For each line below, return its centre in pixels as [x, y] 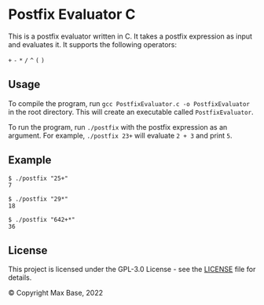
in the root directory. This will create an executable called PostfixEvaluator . [131, 112]
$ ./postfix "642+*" [42, 219]
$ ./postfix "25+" [38, 178]
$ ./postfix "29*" [38, 199]
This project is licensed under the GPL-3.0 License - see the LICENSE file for [132, 270]
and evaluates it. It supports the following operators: [93, 44]
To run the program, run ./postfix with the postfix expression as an [118, 127]
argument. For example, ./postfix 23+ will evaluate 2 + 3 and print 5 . [121, 135]
